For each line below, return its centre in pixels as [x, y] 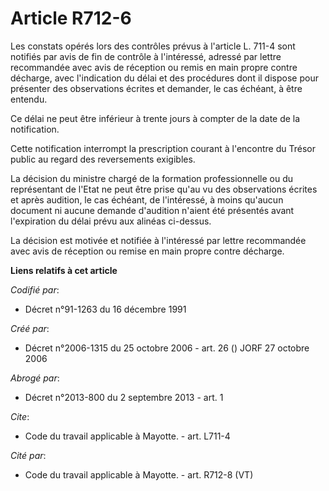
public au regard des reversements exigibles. [103, 159]
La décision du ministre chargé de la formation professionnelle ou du [152, 178]
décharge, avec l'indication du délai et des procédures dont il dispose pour [164, 78]
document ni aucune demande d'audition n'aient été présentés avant [152, 210]
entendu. [29, 99]
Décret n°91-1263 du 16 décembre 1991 [105, 309]
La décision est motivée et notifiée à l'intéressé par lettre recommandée [158, 240]
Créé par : [30, 328]
